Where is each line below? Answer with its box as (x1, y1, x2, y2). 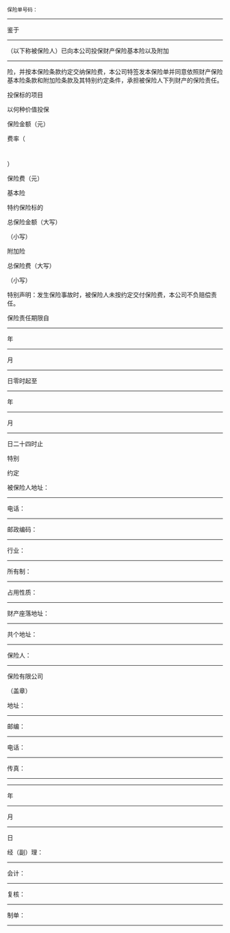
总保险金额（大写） (7, 218, 62, 226)
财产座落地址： (7, 609, 49, 618)
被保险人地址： (7, 484, 49, 492)
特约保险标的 (7, 203, 43, 212)
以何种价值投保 (7, 105, 49, 113)
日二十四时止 (7, 440, 43, 448)
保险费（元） (7, 174, 43, 183)
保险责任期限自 (7, 314, 49, 322)
